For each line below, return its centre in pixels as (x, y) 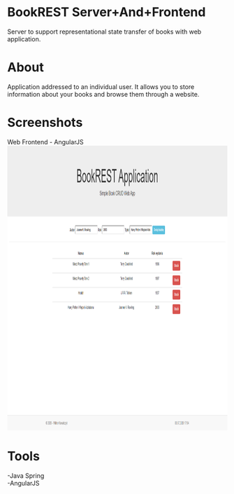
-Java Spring (26, 475)
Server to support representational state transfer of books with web (104, 32)
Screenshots (45, 123)
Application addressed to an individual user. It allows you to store (101, 87)
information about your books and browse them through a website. (103, 94)
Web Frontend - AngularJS (45, 142)
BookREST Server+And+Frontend (107, 12)
